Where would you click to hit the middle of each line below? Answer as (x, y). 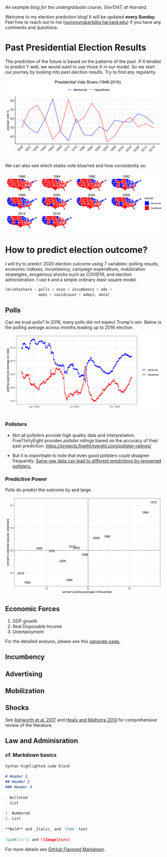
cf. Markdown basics (31, 755)
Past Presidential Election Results (76, 48)
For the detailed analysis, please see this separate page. (63, 641)
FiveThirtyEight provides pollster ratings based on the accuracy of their (85, 440)
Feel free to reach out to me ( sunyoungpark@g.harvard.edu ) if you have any (83, 22)
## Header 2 (17, 782)
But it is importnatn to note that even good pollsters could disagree (81, 455)
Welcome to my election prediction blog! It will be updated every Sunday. (81, 17)
